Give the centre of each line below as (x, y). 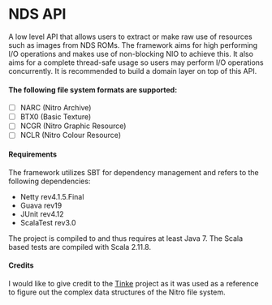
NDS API (37, 14)
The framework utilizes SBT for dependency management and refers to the (134, 172)
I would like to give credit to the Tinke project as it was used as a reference (134, 283)
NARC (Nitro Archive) (56, 108)
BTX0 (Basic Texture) (56, 117)
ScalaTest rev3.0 (48, 222)
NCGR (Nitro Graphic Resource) (73, 126)
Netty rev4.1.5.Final (52, 196)
